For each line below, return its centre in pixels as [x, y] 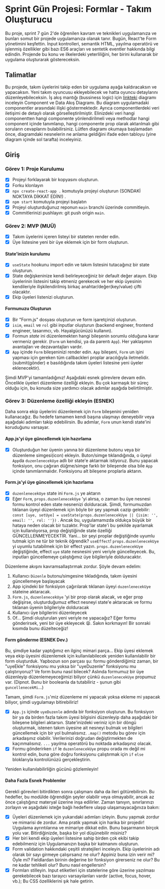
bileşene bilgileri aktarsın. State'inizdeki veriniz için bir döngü [74, 723]
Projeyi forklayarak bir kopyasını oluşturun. [55, 180]
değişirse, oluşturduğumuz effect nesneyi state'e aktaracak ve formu [82, 602]
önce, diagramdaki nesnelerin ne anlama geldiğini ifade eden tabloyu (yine [81, 134]
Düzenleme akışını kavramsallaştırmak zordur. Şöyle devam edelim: [73, 566]
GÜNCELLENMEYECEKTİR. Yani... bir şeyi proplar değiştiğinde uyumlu [83, 536]
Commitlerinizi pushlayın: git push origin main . [59, 213]
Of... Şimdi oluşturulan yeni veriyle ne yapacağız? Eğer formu [74, 618]
